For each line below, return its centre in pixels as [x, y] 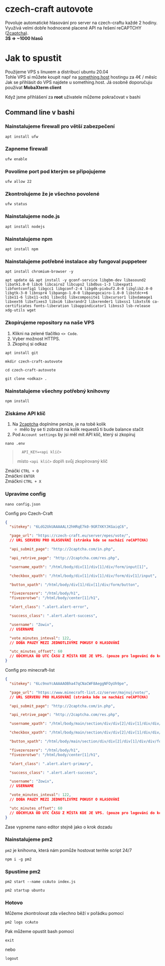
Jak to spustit [33, 58]
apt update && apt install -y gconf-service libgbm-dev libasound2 [76, 280]
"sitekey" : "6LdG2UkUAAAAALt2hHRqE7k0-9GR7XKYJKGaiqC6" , [69, 527]
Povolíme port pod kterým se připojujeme [55, 171]
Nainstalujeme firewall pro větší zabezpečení [60, 126]
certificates [18, 306]
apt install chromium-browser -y [39, 272]
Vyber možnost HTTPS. [36, 339]
